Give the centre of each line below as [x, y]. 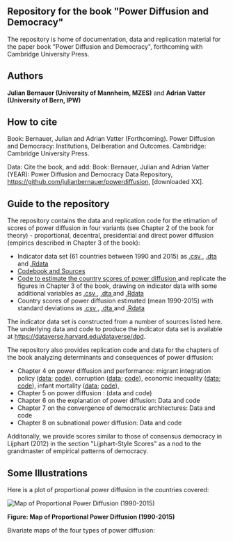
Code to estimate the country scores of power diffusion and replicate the [122, 279]
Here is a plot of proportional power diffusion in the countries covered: [108, 490]
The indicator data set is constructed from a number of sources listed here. [115, 322]
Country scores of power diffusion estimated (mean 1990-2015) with [115, 301]
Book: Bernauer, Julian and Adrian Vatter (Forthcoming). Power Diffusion [111, 139]
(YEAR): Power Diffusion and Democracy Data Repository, [90, 174]
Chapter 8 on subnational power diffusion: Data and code [99, 423]
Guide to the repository [58, 204]
